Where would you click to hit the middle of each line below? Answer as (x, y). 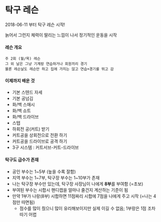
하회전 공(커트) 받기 (31, 129)
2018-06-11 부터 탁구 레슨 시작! (35, 25)
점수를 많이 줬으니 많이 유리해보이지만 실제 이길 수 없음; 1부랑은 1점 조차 (87, 208)
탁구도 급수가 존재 (22, 159)
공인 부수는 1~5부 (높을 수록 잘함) (44, 172)
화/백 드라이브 (25, 117)
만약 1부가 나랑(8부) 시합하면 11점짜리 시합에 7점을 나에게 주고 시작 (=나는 (82, 196)
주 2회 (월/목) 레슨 (23, 59)
